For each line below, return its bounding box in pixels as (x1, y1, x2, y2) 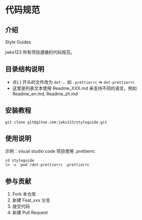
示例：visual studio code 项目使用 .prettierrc (5, 148, 95, 154)
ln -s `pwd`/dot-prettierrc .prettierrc (5, 162, 90, 168)
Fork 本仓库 (12, 191, 36, 197)
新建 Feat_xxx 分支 (12, 197, 50, 203)
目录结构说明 (5, 65, 45, 73)
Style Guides (5, 39, 31, 45)
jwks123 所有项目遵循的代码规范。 (5, 49, 75, 55)
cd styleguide (5, 158, 35, 163)
